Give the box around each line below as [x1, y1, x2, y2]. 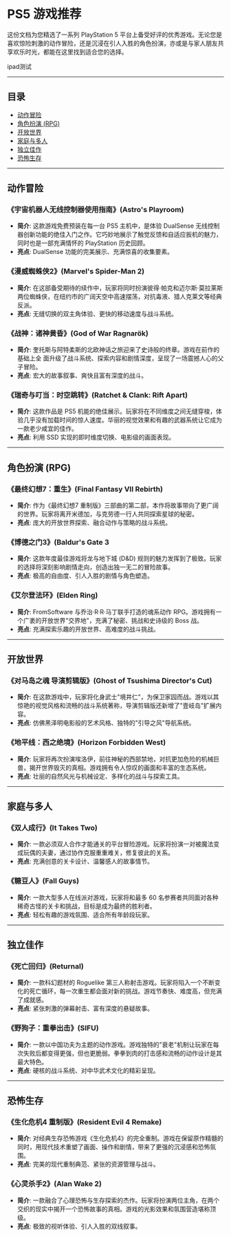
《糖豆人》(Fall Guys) [7, 876, 80, 886]
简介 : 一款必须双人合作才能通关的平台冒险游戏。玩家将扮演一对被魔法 [16, 840, 214, 848]
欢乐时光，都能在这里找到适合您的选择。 [12, 48, 128, 56]
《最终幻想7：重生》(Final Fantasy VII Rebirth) [7, 484, 164, 494]
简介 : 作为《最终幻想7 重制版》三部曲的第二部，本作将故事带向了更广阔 [16, 501, 219, 509]
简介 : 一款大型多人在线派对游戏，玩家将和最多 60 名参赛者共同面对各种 [16, 893, 219, 902]
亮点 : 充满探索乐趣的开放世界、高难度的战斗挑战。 [16, 625, 159, 633]
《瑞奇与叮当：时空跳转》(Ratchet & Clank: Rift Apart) [7, 390, 188, 400]
